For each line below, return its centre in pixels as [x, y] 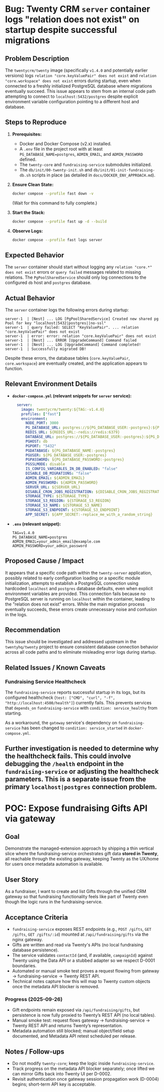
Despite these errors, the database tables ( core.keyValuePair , [68, 358]
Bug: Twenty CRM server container [78, 9]
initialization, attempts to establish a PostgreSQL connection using [72, 583]
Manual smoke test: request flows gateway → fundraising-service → [81, 1020]
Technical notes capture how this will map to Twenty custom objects [81, 981]
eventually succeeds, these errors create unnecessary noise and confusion [81, 609]
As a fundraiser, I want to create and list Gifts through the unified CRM [76, 891]
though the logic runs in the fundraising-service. [54, 902]
